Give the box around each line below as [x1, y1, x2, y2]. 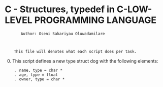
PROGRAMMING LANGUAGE [34, 14, 157, 26]
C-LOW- [116, 4, 152, 15]
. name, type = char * [14, 68, 63, 73]
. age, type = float [14, 72, 58, 77]
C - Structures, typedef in [5, 4, 115, 15]
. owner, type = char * [14, 76, 65, 82]
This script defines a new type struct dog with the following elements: [12, 57, 158, 64]
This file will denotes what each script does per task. [14, 49, 137, 54]
